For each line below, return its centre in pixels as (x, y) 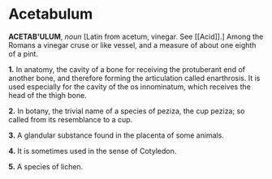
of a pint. (24, 53)
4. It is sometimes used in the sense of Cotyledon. (93, 151)
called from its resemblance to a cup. (71, 119)
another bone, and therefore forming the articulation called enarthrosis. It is (134, 78)
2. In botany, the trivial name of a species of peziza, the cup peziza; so (127, 111)
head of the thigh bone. (47, 95)
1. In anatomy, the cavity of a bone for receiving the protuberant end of (127, 69)
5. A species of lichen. (46, 166)
